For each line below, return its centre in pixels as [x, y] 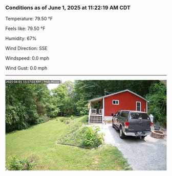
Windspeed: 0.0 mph [27, 58]
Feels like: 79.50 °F [25, 29]
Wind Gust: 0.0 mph [26, 68]
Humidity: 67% [21, 39]
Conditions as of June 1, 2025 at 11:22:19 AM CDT [68, 8]
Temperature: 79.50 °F [29, 19]
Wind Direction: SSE [26, 48]
